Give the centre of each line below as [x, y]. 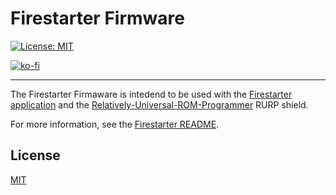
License [35, 155]
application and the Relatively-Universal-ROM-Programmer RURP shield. [159, 104]
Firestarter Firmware [97, 18]
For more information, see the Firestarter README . [115, 124]
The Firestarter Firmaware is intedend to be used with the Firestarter [151, 94]
